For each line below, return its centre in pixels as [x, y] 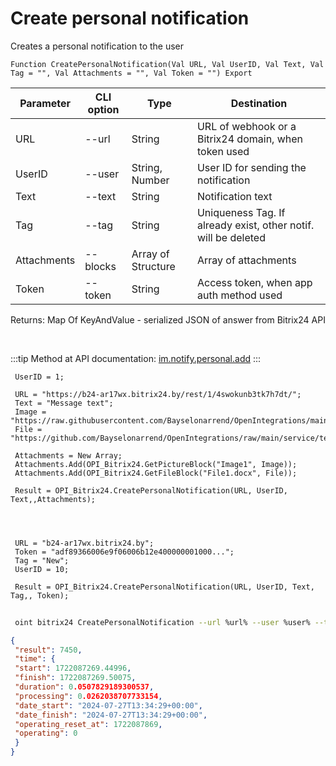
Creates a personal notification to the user [97, 46]
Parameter [45, 103]
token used [223, 151]
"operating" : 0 [46, 733]
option [103, 109]
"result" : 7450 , [48, 650]
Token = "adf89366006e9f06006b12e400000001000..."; [124, 552]
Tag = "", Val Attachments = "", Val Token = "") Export [131, 73]
